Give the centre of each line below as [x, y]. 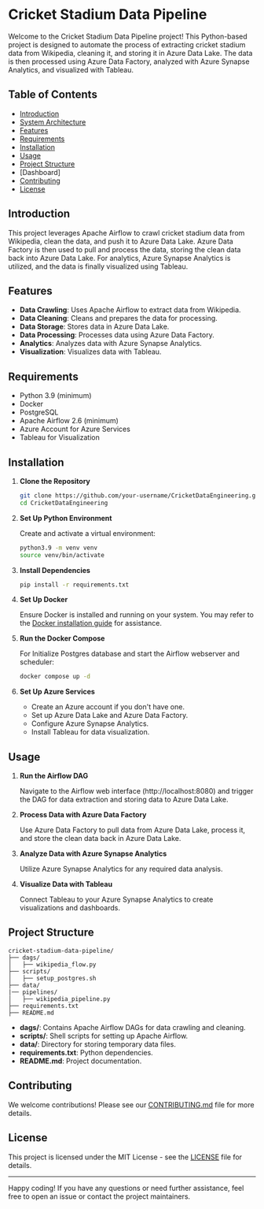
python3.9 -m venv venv [59, 548]
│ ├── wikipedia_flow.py [52, 964]
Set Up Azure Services [57, 692]
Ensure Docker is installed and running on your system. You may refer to [136, 615]
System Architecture [53, 122]
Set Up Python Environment [66, 518]
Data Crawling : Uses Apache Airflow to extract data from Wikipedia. [130, 310]
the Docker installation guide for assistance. [91, 623]
